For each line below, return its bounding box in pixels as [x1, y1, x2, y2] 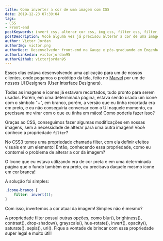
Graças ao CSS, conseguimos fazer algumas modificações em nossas [5, 120, 146, 125]
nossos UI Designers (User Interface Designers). [5, 80, 102, 86]
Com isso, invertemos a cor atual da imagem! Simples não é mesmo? [5, 205, 143, 211]
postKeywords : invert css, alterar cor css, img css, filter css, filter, [5, 30, 160, 34]
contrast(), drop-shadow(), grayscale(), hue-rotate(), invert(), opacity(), [5, 220, 147, 226]
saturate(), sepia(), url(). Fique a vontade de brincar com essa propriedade [5, 225, 154, 231]
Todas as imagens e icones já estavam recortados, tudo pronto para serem [5, 90, 155, 95]
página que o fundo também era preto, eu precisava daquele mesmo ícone [5, 164, 154, 170]
